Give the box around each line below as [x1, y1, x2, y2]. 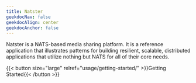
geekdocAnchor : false [6, 25, 59, 31]
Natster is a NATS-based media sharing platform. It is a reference [6, 41, 164, 48]
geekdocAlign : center [6, 19, 59, 25]
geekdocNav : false [6, 14, 51, 20]
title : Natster [6, 8, 43, 15]
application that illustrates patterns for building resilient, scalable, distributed [6, 47, 191, 54]
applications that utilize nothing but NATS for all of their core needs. [6, 53, 170, 60]
